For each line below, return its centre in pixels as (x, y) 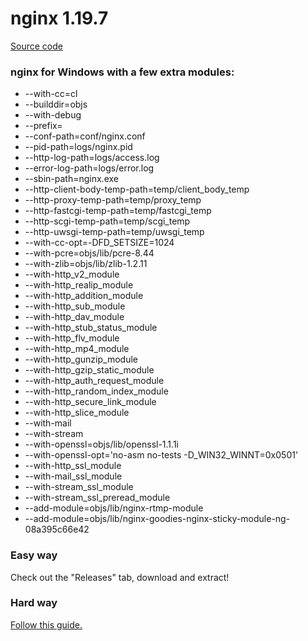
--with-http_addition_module (84, 296)
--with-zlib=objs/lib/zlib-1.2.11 (86, 264)
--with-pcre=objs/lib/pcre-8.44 (89, 253)
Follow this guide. (46, 624)
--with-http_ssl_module (73, 466)
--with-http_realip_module (79, 285)
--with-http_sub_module (75, 306)
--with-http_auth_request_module (94, 381)
